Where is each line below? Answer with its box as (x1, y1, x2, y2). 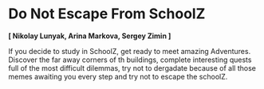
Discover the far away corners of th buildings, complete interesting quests (8, 55, 252, 64)
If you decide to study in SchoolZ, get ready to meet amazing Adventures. (8, 46, 251, 56)
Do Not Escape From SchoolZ (8, 5, 206, 23)
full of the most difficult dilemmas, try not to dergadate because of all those (8, 63, 257, 72)
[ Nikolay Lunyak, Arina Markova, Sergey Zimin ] (8, 31, 171, 41)
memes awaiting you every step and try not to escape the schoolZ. (8, 72, 228, 81)
